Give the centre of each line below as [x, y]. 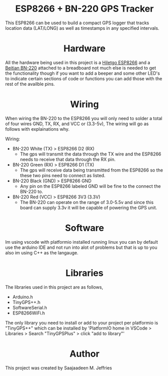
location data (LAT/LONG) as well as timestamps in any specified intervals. [82, 28]
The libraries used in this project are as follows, [54, 287]
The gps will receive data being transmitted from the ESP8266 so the [92, 170]
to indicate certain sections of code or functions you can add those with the [84, 78]
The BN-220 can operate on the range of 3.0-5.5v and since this [87, 202]
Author [85, 354]
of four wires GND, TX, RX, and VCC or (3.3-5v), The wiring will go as [77, 124]
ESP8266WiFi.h [29, 313]
